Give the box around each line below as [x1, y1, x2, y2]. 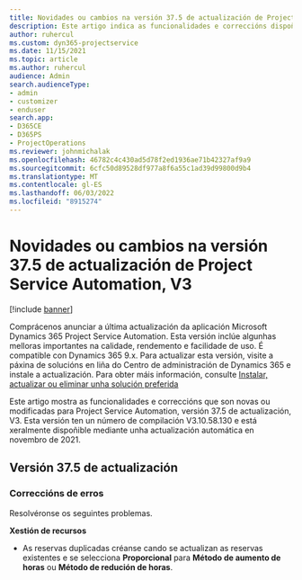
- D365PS [9, 130, 42, 139]
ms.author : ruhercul [9, 64, 87, 73]
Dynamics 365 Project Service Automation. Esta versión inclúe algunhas [9, 330, 277, 342]
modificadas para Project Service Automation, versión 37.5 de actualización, [9, 406, 292, 416]
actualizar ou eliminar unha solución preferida [9, 379, 179, 389]
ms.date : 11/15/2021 [9, 47, 87, 56]
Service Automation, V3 [9, 274, 192, 295]
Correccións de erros [9, 487, 104, 500]
